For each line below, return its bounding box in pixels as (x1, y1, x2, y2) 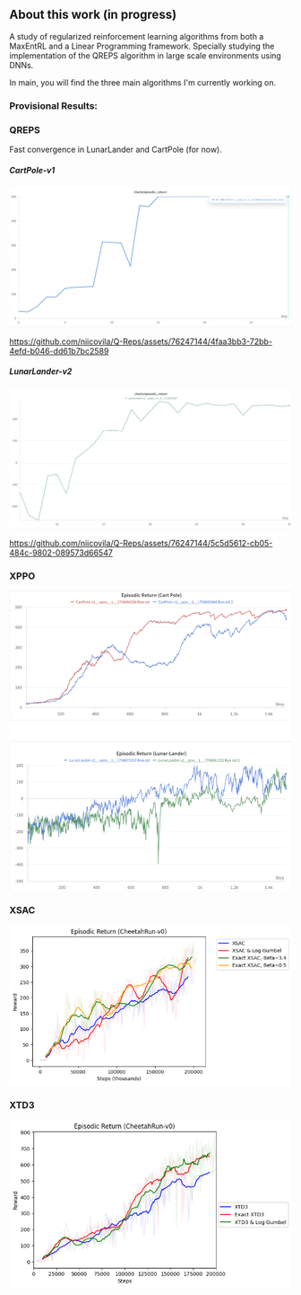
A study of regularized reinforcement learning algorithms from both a (9, 31, 264, 41)
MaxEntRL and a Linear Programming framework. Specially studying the (9, 40, 275, 51)
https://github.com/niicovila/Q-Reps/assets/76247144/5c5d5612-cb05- (9, 538, 273, 549)
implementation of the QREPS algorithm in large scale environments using (9, 49, 282, 61)
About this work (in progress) (9, 7, 177, 22)
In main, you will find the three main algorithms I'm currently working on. (9, 76, 277, 88)
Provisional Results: (9, 99, 99, 111)
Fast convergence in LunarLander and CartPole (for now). (9, 144, 222, 155)
